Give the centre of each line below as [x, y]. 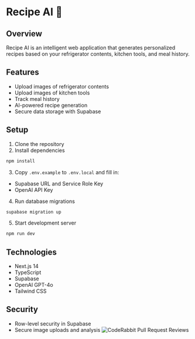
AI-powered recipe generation [51, 105]
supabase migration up [34, 212]
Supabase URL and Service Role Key [59, 184]
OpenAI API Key [34, 189]
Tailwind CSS [30, 291]
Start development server [45, 223]
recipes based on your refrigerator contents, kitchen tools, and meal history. [98, 54]
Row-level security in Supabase [53, 323]
